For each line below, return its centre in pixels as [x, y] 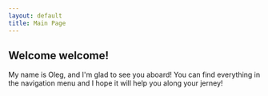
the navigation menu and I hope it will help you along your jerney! [116, 83]
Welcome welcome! [59, 56]
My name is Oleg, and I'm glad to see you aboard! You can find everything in [134, 75]
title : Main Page [37, 23]
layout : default [35, 16]
